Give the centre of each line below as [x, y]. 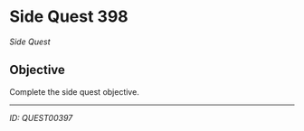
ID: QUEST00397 [41, 117]
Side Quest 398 [69, 17]
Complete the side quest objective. [75, 91]
